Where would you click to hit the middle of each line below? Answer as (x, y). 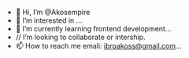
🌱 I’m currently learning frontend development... (93, 29)
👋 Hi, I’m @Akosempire (53, 12)
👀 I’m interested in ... (49, 20)
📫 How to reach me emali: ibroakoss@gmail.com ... (99, 46)
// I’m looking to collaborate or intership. (80, 37)
